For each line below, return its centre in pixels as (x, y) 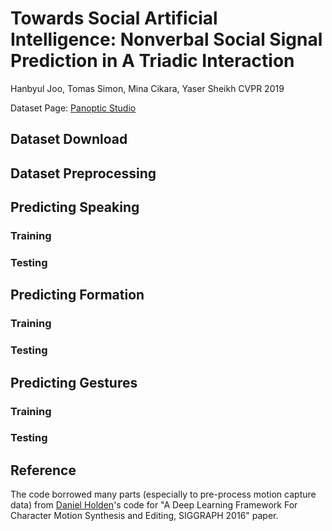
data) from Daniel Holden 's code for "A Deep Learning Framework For (154, 505)
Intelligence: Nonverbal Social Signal (166, 39)
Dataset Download (69, 139)
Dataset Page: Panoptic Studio (73, 108)
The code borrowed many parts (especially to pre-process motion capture (163, 494)
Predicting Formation (77, 295)
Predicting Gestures (74, 382)
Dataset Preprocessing (83, 173)
